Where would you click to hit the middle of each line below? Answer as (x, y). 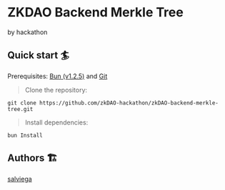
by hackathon (27, 32)
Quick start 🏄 (39, 55)
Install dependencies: (56, 122)
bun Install (25, 135)
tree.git (20, 109)
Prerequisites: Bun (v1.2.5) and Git (57, 76)
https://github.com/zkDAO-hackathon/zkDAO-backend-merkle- (129, 103)
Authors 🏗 (32, 158)
